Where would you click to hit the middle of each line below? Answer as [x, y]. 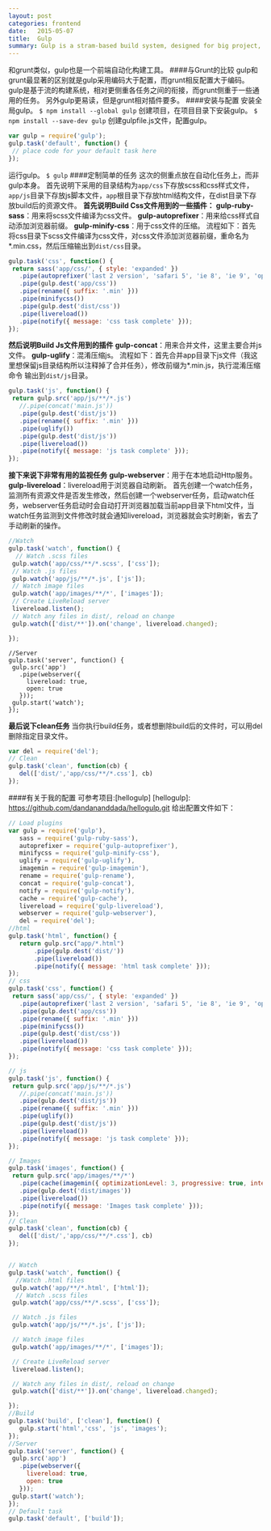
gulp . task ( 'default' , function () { [68, 143]
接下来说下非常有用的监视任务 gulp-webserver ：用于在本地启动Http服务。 [133, 475]
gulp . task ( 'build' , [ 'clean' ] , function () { [84, 1421]
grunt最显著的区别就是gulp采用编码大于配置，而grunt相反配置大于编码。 [129, 80]
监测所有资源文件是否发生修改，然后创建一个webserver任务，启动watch [128, 495]
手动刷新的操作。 [37, 526]
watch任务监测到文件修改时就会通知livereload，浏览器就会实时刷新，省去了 [134, 515]
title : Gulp [30, 38]
